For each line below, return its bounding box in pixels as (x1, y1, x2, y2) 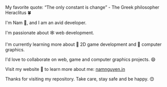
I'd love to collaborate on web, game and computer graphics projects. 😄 (5, 56, 156, 62)
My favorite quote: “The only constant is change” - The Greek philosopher (5, 5, 160, 10)
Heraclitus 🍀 (5, 10, 31, 16)
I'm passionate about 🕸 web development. (5, 30, 94, 36)
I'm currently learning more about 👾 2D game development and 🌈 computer (5, 41, 162, 47)
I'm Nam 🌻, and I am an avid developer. (5, 20, 87, 26)
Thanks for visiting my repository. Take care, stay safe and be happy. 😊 (5, 76, 155, 82)
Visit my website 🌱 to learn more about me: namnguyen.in (5, 66, 125, 72)
